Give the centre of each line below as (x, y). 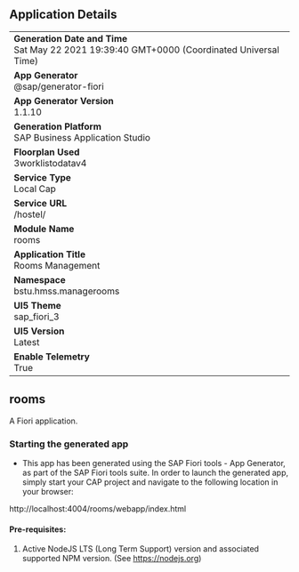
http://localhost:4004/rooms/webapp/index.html (98, 508)
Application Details (63, 15)
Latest (27, 342)
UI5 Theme (38, 305)
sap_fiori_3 (36, 317)
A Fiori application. (44, 421)
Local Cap (35, 189)
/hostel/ (30, 214)
